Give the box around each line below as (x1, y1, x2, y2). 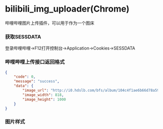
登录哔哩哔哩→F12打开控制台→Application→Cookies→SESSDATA (5, 45, 135, 51)
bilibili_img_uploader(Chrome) (5, 3, 130, 15)
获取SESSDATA (5, 33, 41, 40)
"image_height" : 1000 (22, 97, 66, 102)
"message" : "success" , (14, 79, 60, 84)
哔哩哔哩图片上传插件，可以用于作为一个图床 (5, 20, 95, 26)
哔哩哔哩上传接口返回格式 (5, 59, 65, 65)
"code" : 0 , (14, 74, 36, 80)
